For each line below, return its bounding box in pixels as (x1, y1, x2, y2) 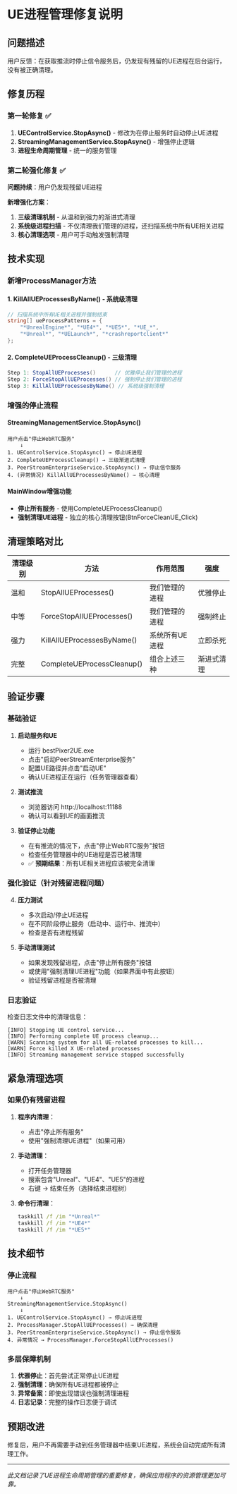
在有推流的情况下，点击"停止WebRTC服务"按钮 (28, 841, 165, 850)
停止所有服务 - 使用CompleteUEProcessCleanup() (17, 504, 162, 513)
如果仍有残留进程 (7, 1095, 66, 1105)
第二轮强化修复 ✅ (7, 165, 66, 175)
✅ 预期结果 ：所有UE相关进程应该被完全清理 (28, 858, 155, 868)
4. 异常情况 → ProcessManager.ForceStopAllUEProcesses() (7, 1337, 174, 1344)
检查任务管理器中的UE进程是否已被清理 (28, 850, 142, 858)
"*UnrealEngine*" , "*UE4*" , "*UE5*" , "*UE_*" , (20, 324, 159, 332)
